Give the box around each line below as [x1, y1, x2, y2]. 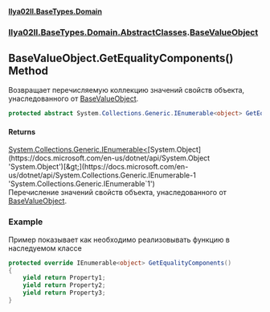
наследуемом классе [8, 243, 82, 253]
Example [8, 216, 43, 227]
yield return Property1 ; [22, 274, 106, 282]
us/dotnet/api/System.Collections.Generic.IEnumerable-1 [8, 170, 197, 181]
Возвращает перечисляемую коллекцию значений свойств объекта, [8, 85, 245, 95]
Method [8, 64, 49, 77]
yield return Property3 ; [22, 289, 106, 297]
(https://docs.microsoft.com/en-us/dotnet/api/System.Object [8, 153, 211, 163]
